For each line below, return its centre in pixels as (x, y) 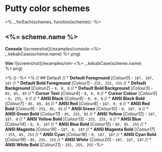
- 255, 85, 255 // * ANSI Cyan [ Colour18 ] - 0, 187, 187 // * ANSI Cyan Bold (81, 134)
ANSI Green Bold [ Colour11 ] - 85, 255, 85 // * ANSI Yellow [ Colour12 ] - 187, (81, 114)
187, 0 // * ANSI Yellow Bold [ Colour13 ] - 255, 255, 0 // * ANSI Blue (73, 119)
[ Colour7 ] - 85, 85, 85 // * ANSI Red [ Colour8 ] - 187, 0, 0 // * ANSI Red (77, 103)
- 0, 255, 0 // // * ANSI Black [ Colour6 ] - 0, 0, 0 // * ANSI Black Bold (75, 98)
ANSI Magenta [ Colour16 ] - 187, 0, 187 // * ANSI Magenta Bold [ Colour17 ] (80, 129)
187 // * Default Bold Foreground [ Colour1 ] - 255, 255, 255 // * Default (76, 83)
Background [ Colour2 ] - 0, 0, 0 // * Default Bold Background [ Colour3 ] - (79, 88)
